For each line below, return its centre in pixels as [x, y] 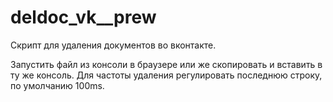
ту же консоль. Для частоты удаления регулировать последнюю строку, [166, 75]
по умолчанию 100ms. [57, 85]
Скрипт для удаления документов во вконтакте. [113, 45]
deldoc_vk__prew [83, 17]
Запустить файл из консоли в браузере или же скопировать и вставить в [166, 64]
